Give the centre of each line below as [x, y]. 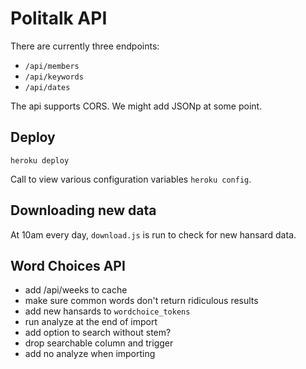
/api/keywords [54, 77]
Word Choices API [68, 265]
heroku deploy [40, 160]
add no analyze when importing [90, 354]
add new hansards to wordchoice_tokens [107, 311]
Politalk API [59, 18]
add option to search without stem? [98, 333]
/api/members [52, 66]
